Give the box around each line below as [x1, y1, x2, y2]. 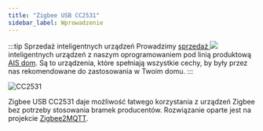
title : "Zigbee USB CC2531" [8, 11, 100, 20]
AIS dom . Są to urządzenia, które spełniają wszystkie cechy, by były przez [8, 58, 248, 67]
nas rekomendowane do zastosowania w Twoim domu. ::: [8, 66, 194, 75]
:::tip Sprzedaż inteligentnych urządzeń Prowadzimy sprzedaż [8, 41, 209, 51]
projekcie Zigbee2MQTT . [8, 113, 89, 122]
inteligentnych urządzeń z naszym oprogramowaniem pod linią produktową [8, 49, 252, 59]
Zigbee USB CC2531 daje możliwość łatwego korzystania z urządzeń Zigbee [8, 96, 255, 106]
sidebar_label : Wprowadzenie [8, 19, 104, 27]
